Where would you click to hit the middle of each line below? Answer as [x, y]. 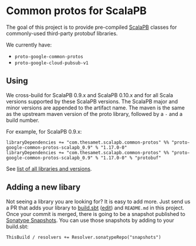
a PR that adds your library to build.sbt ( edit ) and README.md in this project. [95, 208]
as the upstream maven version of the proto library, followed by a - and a [94, 114]
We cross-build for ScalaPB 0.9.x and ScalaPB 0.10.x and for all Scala [89, 95]
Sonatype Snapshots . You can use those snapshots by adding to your [90, 220]
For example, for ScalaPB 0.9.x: [44, 131]
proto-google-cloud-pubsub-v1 [52, 63]
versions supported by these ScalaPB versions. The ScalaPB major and [92, 101]
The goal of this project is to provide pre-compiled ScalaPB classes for [92, 27]
